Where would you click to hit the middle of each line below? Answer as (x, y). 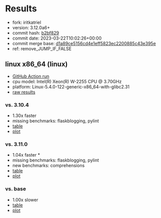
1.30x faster (24, 116)
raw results (24, 92)
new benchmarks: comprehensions (48, 165)
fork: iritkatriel (27, 22)
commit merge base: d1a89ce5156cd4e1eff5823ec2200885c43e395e (84, 43)
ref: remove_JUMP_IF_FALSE (42, 49)
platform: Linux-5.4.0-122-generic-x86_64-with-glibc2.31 (71, 87)
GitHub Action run (31, 76)
